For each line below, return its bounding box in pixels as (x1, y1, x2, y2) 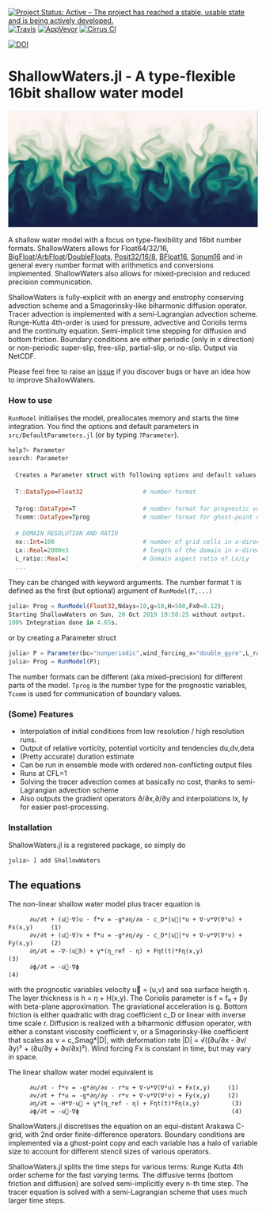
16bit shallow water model (8, 84, 184, 102)
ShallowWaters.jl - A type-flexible (8, 67, 236, 86)
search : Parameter (8, 454, 69, 462)
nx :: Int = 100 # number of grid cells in (15, 538, 232, 546)
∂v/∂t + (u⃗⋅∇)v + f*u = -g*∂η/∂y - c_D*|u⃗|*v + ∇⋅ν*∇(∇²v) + (28, 931, 243, 940)
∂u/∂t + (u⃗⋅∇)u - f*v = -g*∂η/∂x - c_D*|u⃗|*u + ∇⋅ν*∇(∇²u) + (28, 915, 243, 924)
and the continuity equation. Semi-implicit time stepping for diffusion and (8, 326, 247, 336)
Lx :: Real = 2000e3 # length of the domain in (15, 546, 232, 554)
